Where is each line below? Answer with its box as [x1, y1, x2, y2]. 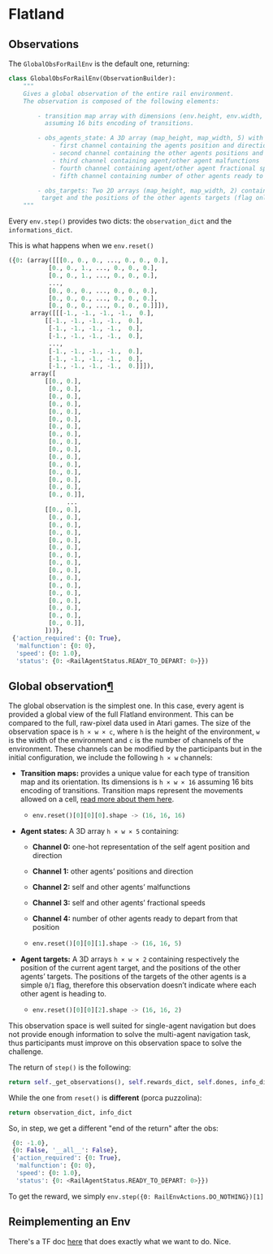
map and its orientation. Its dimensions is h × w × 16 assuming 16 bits [19, 777, 253, 787]
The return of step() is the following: [8, 1062, 132, 1072]
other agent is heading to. [19, 988, 107, 998]
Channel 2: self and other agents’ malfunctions [32, 883, 191, 892]
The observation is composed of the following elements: [23, 97, 220, 106]
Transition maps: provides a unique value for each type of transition [19, 769, 250, 779]
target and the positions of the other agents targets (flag [41, 194, 253, 202]
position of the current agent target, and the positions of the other [19, 962, 241, 972]
